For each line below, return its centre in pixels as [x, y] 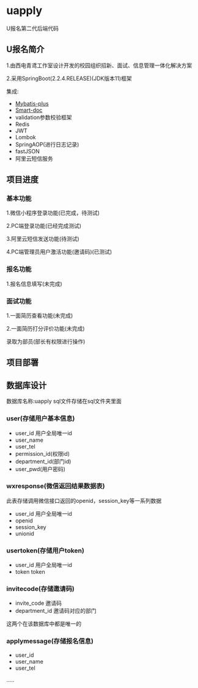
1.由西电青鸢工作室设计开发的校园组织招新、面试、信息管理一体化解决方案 [99, 65]
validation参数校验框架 [43, 117]
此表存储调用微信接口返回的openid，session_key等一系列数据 [84, 500]
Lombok [26, 137]
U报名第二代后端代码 [33, 28]
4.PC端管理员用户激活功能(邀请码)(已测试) [59, 252]
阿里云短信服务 [34, 158]
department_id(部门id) [43, 461]
